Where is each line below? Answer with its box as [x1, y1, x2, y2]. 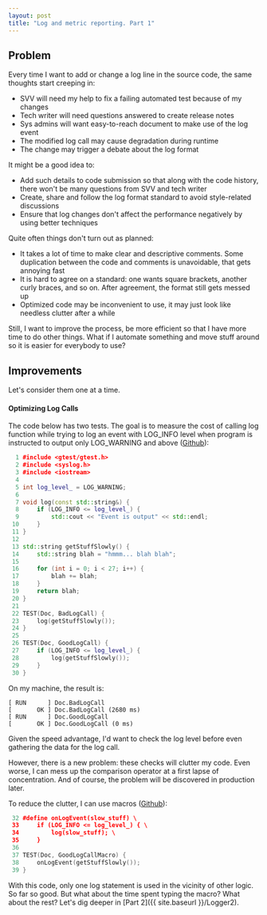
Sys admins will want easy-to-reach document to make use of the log [19, 119, 249, 129]
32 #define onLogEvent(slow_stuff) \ [11, 814, 137, 822]
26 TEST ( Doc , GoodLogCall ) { [11, 640, 109, 648]
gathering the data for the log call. [8, 742, 120, 751]
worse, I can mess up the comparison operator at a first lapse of [8, 766, 219, 775]
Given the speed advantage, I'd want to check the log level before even [8, 734, 243, 743]
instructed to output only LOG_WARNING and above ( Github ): [8, 438, 210, 448]
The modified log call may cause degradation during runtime [19, 137, 219, 146]
